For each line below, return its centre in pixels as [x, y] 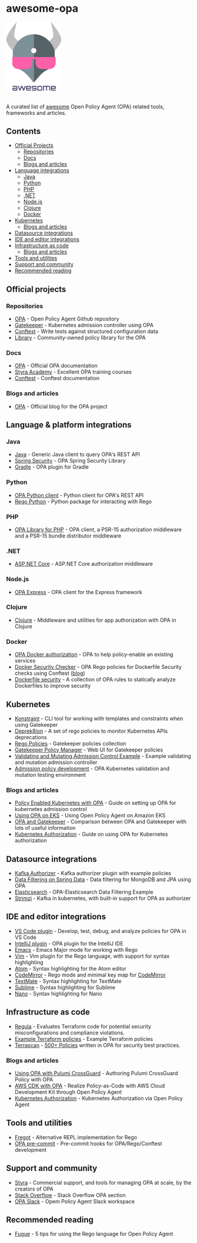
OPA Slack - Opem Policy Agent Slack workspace [75, 1201]
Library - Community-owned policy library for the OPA [80, 338]
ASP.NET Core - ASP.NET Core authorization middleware [84, 564]
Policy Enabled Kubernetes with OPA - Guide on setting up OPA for [95, 803]
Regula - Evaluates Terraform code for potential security [83, 1026]
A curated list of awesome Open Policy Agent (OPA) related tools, [85, 106]
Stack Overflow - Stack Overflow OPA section [70, 1195]
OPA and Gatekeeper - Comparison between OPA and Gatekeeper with [101, 822]
